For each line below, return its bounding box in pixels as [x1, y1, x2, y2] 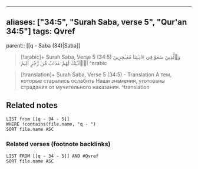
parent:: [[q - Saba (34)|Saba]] [6, 42, 81, 49]
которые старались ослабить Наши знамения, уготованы [20, 77, 165, 84]
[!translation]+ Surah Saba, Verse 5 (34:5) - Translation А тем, [20, 71, 172, 78]
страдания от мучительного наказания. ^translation [20, 83, 150, 90]
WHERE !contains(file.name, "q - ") [6, 121, 96, 127]
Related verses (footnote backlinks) [6, 140, 111, 148]
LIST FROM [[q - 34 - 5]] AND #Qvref [6, 153, 99, 159]
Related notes [6, 100, 58, 110]
